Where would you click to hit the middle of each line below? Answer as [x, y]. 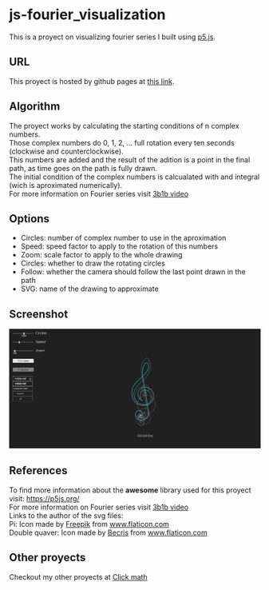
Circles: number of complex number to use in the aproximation [123, 238]
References [38, 470]
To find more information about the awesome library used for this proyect [130, 490]
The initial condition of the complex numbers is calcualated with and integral [134, 177]
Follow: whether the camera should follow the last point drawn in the [133, 272]
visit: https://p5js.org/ [44, 498]
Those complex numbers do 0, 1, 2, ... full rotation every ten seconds [122, 142]
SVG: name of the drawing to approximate [89, 289]
